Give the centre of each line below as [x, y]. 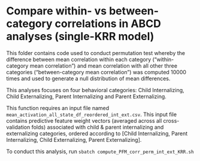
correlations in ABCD [108, 24]
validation [18, 127]
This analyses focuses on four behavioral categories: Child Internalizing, [95, 90]
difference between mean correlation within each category [79, 59]
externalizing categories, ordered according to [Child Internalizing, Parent [97, 133]
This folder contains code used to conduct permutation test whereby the [96, 53]
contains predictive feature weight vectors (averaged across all [84, 120]
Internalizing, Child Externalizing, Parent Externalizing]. [74, 139]
